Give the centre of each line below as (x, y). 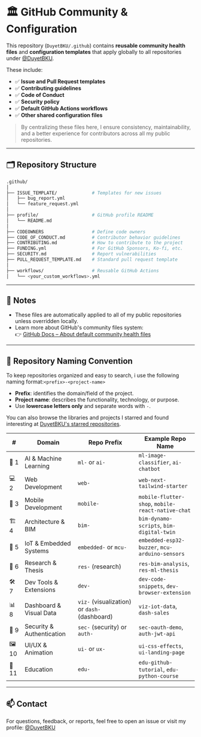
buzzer (148, 548)
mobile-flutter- (162, 497)
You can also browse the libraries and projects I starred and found (88, 418)
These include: (25, 69)
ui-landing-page (162, 652)
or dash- (89, 610)
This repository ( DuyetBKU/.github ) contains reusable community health (96, 45)
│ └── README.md (29, 220)
